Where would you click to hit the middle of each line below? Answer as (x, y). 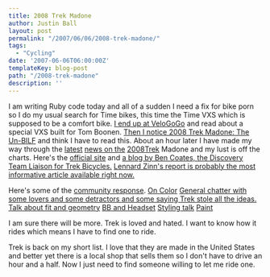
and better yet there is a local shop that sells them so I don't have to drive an (135, 255)
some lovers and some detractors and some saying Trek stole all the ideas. (133, 199)
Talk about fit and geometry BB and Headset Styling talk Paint (111, 207)
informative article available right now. (71, 175)
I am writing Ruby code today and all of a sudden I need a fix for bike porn (131, 106)
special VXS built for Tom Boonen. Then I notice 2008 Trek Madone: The (129, 132)
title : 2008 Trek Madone (50, 16)
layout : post (30, 31)
